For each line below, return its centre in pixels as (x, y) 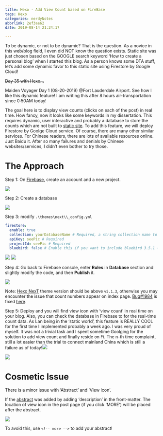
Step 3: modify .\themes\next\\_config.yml (49, 217)
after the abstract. (23, 410)
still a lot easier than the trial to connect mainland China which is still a (75, 342)
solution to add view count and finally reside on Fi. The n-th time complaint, (81, 337)
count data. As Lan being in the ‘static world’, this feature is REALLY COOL (79, 321)
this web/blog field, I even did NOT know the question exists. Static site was (81, 51)
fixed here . (16, 302)
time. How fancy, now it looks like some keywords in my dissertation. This (79, 115)
